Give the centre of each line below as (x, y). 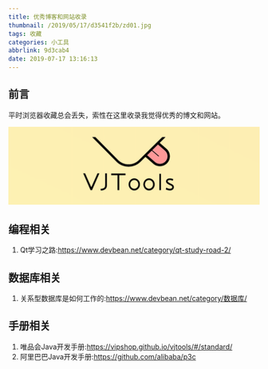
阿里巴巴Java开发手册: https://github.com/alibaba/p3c (108, 356)
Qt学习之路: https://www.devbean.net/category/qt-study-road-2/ (125, 250)
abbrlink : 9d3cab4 (39, 51)
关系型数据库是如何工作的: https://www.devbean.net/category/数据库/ (133, 298)
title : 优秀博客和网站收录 (48, 17)
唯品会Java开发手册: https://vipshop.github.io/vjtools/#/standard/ (126, 347)
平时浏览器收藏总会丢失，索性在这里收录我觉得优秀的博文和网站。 (116, 115)
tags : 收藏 (25, 34)
